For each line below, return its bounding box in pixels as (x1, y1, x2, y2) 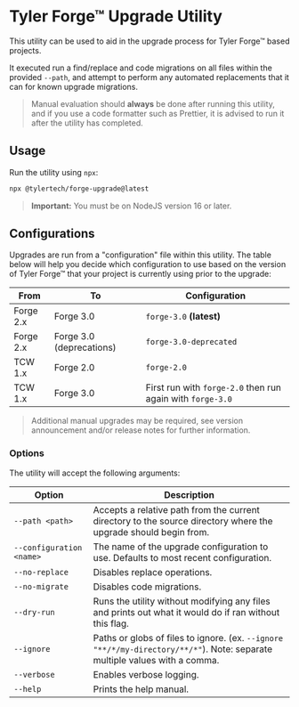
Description (164, 488, 215, 500)
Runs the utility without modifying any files (93, 595, 271, 607)
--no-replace (13, 567, 69, 577)
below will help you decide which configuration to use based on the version (9, 259, 287, 270)
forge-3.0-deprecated (145, 337, 238, 347)
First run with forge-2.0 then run (145, 381, 282, 394)
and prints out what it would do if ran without (93, 605, 280, 618)
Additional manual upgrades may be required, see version (30, 416, 244, 427)
